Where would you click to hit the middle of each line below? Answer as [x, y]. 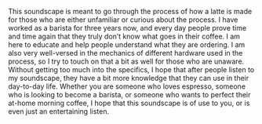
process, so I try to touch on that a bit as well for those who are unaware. [126, 61]
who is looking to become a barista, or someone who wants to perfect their [129, 95]
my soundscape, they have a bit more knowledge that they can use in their [129, 78]
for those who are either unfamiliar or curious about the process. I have [123, 20]
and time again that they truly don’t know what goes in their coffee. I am [124, 36]
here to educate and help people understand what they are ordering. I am [127, 45]
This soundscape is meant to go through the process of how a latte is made [130, 11]
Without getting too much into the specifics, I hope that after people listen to [131, 69]
